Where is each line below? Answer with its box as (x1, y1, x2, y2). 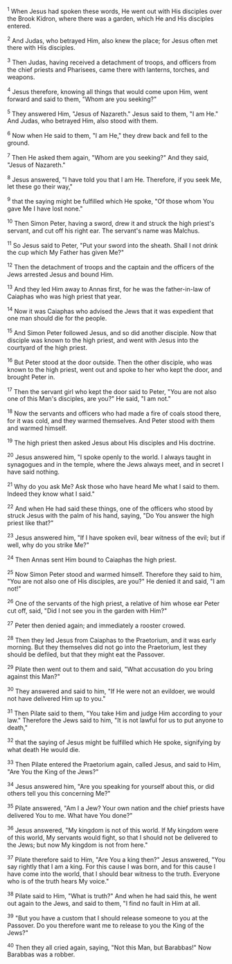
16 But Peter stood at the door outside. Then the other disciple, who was (7, 357, 213, 366)
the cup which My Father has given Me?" (7, 249, 125, 257)
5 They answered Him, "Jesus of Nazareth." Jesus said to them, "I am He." (7, 108, 219, 118)
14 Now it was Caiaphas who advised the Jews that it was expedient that (7, 305, 213, 315)
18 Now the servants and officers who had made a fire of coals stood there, (7, 408, 222, 418)
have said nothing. (7, 467, 60, 476)
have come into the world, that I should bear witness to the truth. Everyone (7, 870, 220, 878)
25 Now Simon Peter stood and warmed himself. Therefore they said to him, (7, 569, 223, 578)
